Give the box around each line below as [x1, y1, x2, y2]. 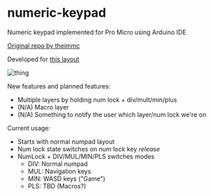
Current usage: [7, 123, 51, 132]
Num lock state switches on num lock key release [17, 144, 161, 153]
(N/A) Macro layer [17, 103, 69, 111]
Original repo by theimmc [7, 41, 80, 50]
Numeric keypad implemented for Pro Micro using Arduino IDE [7, 28, 186, 36]
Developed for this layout [7, 54, 80, 63]
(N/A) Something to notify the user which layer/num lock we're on [17, 110, 207, 119]
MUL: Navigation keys [27, 167, 91, 175]
